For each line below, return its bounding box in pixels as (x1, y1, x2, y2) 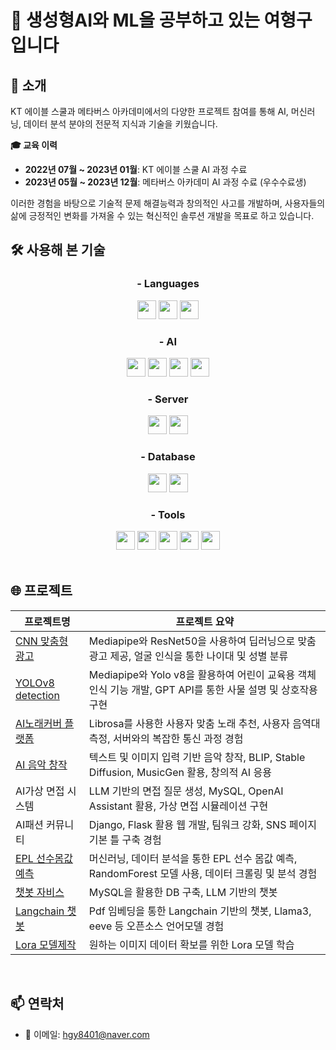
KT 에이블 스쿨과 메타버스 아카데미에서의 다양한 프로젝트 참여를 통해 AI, (10, 106, 289, 117)
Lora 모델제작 (15, 937, 77, 951)
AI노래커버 (15, 716, 63, 730)
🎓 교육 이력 (10, 139, 58, 151)
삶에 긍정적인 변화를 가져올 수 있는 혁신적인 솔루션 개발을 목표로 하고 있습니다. (10, 210, 315, 221)
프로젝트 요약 (175, 614, 235, 628)
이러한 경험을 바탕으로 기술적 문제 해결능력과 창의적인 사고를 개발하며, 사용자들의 (10, 197, 326, 209)
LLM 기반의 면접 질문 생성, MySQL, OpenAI (88, 784, 284, 798)
